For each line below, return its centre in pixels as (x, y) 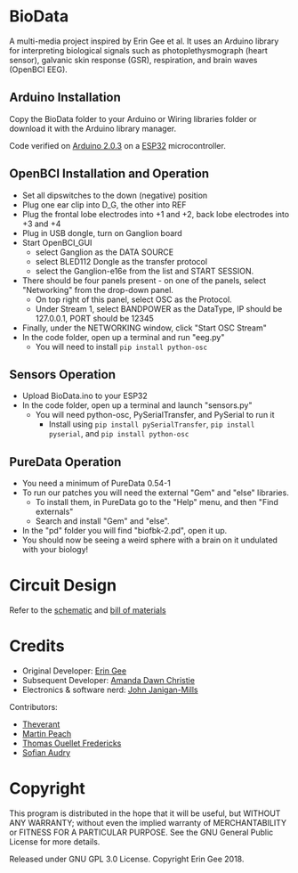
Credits (37, 646)
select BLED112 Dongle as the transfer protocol (121, 261)
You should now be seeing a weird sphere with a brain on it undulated (150, 540)
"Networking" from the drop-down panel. (97, 290)
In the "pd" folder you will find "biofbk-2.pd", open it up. (125, 531)
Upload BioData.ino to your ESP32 (85, 396)
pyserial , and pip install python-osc (119, 434)
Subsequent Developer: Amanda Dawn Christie (109, 681)
